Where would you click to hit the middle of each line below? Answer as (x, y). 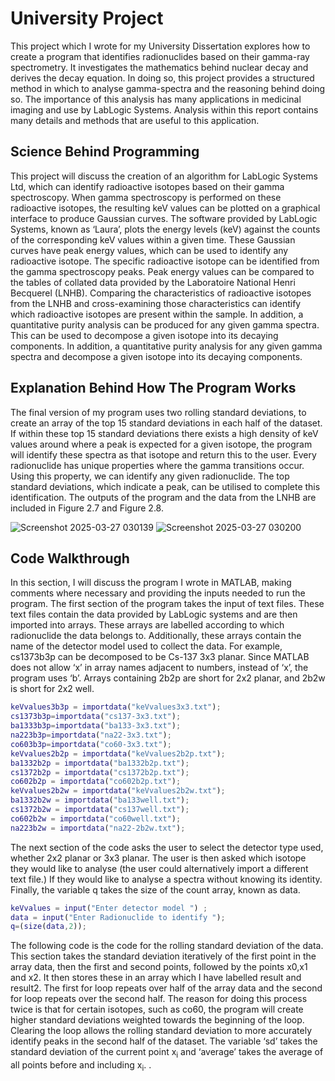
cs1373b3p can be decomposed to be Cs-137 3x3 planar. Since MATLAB (160, 657)
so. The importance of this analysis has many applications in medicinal (156, 99)
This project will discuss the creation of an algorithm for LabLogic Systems (164, 176)
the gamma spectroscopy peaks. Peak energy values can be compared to (162, 271)
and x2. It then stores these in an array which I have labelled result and (156, 978)
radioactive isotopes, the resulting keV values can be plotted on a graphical (165, 208)
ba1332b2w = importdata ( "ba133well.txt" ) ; (100, 800)
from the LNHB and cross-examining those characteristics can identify (156, 303)
